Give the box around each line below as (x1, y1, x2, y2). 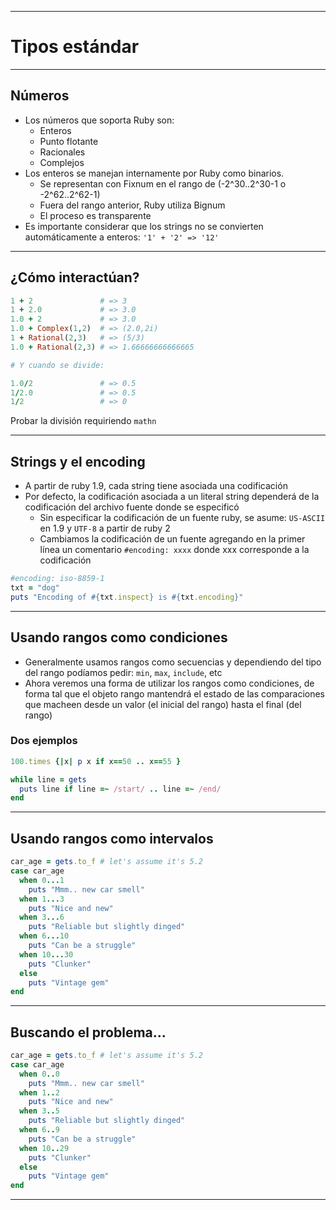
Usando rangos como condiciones (10, 629, 228, 646)
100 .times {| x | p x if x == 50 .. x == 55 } (10, 756, 182, 766)
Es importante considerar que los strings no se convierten (24, 220, 264, 232)
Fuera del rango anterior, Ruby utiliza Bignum (39, 199, 226, 211)
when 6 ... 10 (19, 931, 70, 941)
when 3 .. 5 (19, 1106, 60, 1116)
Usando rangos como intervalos (10, 830, 214, 847)
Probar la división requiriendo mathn (10, 415, 157, 427)
